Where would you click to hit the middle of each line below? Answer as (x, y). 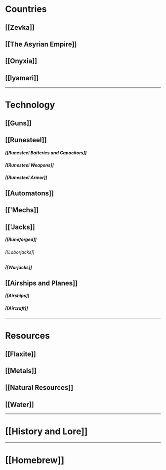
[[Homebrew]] (35, 460)
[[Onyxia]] (21, 61)
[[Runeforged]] (21, 239)
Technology (30, 105)
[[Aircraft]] (17, 308)
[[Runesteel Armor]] (26, 177)
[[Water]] (20, 404)
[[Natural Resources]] (39, 388)
